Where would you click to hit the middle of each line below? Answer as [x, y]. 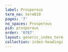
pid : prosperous [22, 28]
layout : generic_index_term [34, 38]
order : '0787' [20, 33]
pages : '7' [16, 19]
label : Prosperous [24, 10]
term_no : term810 [23, 14]
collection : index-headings [34, 42]
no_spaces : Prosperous [29, 24]
